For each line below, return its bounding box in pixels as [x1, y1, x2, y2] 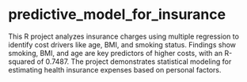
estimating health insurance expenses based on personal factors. [8, 65, 222, 74]
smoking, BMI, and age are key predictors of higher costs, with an [8, 48, 223, 58]
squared [8, 57, 36, 66]
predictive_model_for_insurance [8, 6, 226, 24]
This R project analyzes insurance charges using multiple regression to [8, 32, 240, 41]
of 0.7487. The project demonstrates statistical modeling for [36, 57, 232, 66]
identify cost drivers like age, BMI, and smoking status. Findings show [8, 39, 236, 49]
